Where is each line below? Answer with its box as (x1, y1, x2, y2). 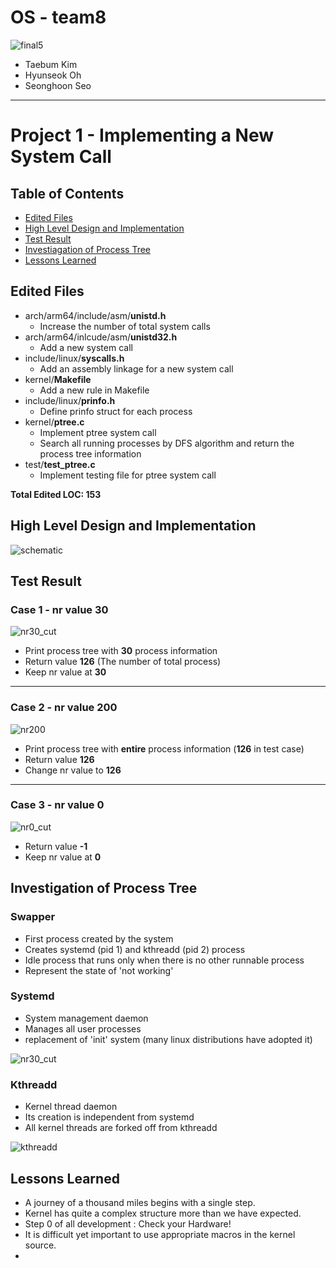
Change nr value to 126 (24, 764, 122, 776)
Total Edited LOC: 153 (10, 488, 102, 500)
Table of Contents (10, 185, 125, 202)
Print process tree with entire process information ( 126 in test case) (24, 742, 305, 755)
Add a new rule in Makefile (39, 384, 150, 396)
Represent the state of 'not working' (24, 964, 174, 976)
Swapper (10, 910, 56, 924)
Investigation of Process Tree (10, 880, 198, 897)
